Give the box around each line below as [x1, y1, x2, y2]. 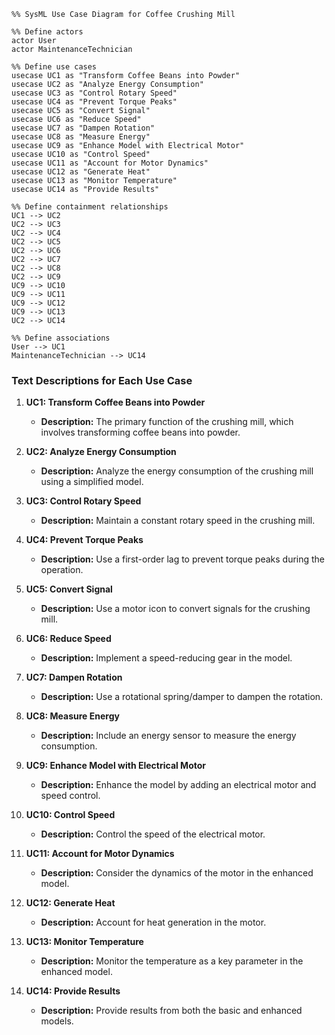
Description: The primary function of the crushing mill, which [40, 416, 294, 428]
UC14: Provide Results [25, 985, 121, 997]
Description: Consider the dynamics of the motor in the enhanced [40, 867, 314, 879]
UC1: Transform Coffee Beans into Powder [25, 396, 206, 409]
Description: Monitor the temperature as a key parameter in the [40, 955, 304, 967]
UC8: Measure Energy [25, 710, 120, 722]
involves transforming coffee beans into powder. [40, 426, 241, 439]
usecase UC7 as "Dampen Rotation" [11, 123, 156, 133]
